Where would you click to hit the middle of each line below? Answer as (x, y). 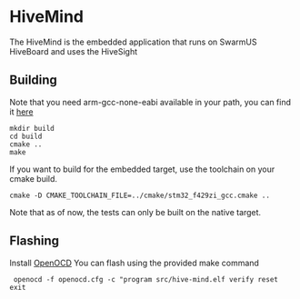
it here (21, 112)
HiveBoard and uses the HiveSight (74, 51)
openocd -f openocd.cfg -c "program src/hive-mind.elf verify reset (146, 279)
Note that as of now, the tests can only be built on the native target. (135, 212)
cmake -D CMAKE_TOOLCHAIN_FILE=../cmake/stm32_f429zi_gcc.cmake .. (140, 195)
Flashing (35, 241)
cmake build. (33, 178)
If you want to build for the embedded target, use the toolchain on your (142, 169)
